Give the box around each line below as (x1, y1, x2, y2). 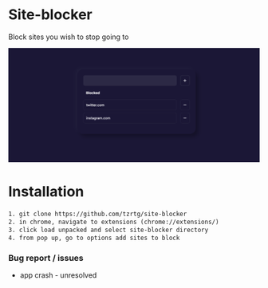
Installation (8, 182, 85, 200)
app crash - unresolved (19, 270, 97, 280)
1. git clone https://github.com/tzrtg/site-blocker (8, 210, 187, 218)
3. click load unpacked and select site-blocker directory (8, 226, 209, 234)
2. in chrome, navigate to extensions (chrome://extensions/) (8, 218, 219, 226)
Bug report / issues (8, 252, 84, 263)
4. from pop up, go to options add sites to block (8, 234, 180, 242)
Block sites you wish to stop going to (8, 32, 129, 41)
